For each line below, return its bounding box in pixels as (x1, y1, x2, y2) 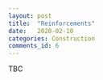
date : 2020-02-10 (8, 27, 74, 35)
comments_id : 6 (8, 42, 60, 50)
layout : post (8, 11, 52, 20)
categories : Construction (8, 34, 95, 43)
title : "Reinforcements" (8, 19, 95, 27)
